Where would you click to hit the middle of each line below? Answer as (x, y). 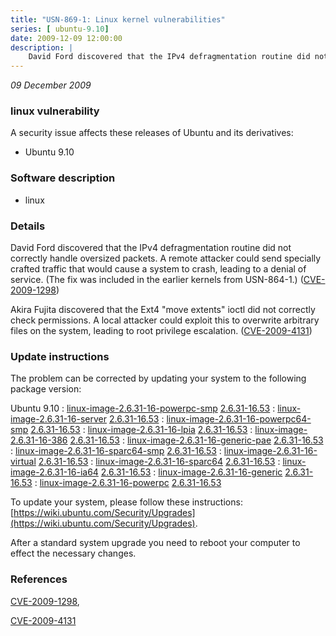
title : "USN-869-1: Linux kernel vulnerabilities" (118, 19)
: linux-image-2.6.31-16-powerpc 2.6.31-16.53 (128, 483)
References (39, 579)
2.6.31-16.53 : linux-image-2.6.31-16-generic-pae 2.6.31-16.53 (196, 440)
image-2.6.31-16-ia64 (54, 472)
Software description (63, 178)
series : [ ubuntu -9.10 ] (60, 29)
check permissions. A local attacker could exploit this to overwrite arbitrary (165, 320)
